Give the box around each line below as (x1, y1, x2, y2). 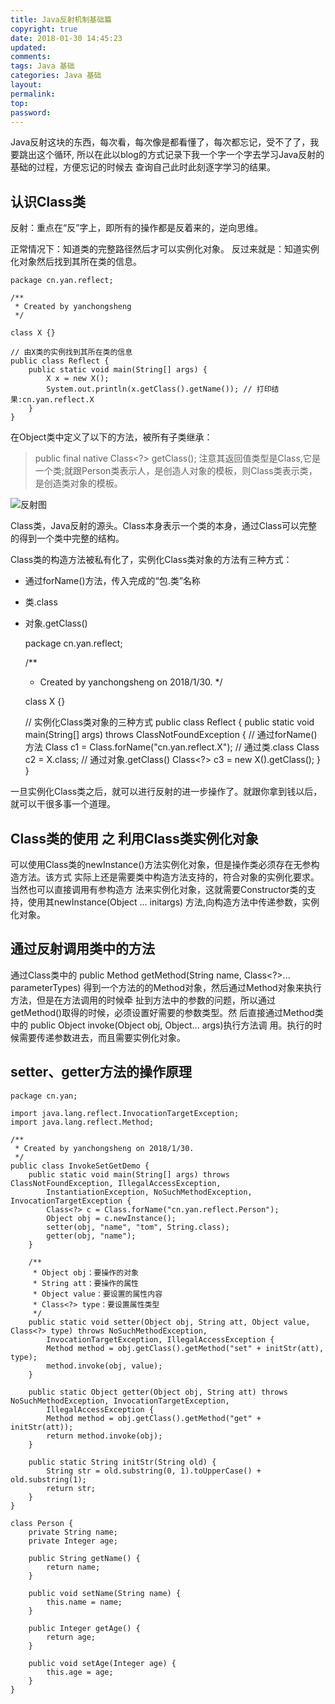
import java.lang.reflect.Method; (10, 1117, 155, 1127)
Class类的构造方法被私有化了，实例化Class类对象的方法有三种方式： (10, 554, 293, 566)
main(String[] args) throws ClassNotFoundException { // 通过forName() (24, 729, 318, 741)
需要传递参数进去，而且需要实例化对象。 (18, 1031, 186, 1043)
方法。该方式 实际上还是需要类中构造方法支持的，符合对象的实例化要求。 (18, 871, 320, 883)
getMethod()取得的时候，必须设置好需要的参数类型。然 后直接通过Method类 (10, 1006, 324, 1018)
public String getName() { (28, 1553, 141, 1563)
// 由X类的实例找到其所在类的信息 (10, 347, 133, 358)
